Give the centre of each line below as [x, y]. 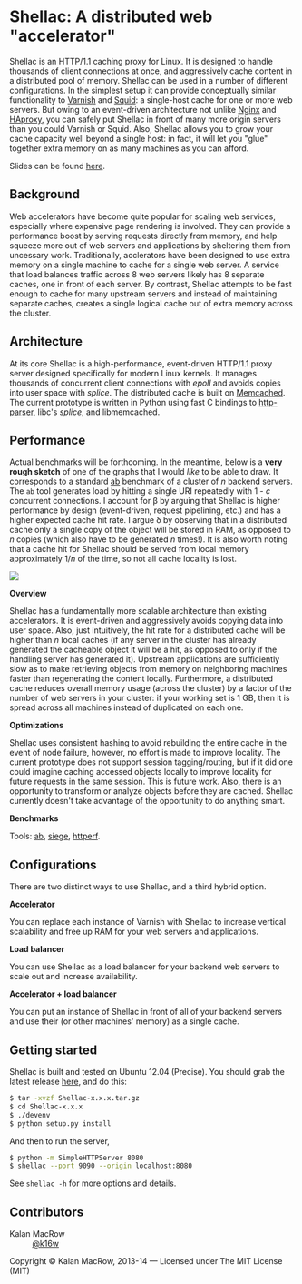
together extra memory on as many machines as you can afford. [129, 148]
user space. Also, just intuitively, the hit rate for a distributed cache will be [147, 630]
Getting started [54, 1050]
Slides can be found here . [58, 166]
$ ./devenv [30, 1115]
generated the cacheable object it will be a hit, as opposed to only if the [143, 650]
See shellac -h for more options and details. [93, 1183]
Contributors [47, 1212]
